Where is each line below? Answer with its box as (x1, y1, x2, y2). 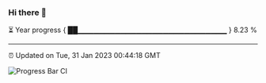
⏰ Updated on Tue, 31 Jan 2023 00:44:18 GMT (8, 51, 161, 60)
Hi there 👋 (8, 7, 47, 18)
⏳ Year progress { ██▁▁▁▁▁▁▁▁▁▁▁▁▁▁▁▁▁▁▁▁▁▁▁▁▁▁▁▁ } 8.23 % (8, 25, 257, 34)
